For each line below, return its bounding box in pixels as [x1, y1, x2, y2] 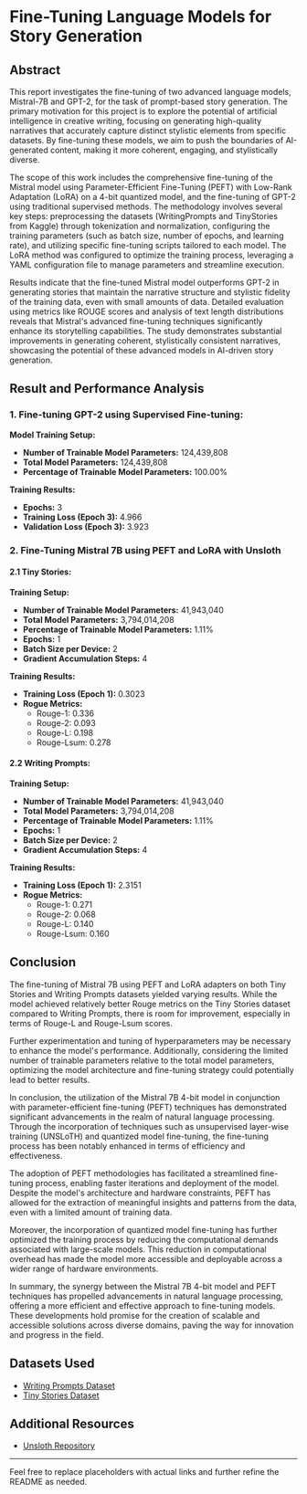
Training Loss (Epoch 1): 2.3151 [22, 879, 142, 891]
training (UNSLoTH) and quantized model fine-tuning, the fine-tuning [9, 1131, 270, 1142]
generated [9, 144, 48, 155]
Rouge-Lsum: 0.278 [36, 737, 111, 748]
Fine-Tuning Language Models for [9, 6, 272, 27]
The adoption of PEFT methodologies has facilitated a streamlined [9, 1167, 259, 1179]
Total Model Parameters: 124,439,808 [22, 457, 168, 468]
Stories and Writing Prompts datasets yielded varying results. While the [9, 988, 278, 999]
